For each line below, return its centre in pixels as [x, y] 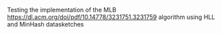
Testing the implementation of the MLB [62, 10]
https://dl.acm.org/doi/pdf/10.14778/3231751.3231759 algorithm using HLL [111, 17]
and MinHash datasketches [45, 24]
